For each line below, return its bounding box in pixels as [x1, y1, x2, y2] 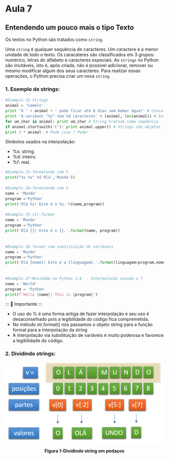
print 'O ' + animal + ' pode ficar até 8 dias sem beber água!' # [5, 108, 150, 113]
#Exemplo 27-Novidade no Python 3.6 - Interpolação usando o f [5, 276, 143, 281]
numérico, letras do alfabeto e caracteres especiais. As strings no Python [5, 57, 159, 63]
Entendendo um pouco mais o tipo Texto [5, 23, 134, 32]
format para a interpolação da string [12, 327, 88, 333]
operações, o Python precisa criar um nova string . [5, 73, 111, 79]
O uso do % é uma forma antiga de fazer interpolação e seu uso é [12, 311, 149, 317]
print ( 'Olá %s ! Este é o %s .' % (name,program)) [5, 201, 105, 207]
